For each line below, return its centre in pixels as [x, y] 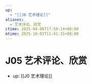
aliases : [15, 19]
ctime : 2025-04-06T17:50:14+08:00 [42, 29]
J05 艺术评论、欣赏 [46, 61]
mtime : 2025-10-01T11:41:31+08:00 [42, 34]
